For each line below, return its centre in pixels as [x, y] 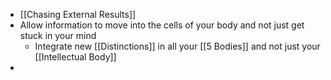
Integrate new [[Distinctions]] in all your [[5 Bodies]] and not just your [177, 46]
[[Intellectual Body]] [75, 57]
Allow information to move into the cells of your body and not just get [162, 25]
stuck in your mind [58, 35]
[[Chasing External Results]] [78, 14]
